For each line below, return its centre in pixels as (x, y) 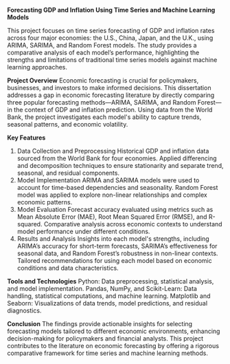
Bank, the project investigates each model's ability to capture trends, (104, 117)
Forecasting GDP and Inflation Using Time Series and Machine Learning (111, 10)
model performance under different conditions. (83, 231)
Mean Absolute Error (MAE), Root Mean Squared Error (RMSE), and (112, 217)
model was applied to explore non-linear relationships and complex (112, 195)
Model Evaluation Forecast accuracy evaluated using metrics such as (115, 210)
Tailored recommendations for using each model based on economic (114, 260)
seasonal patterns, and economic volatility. (68, 124)
